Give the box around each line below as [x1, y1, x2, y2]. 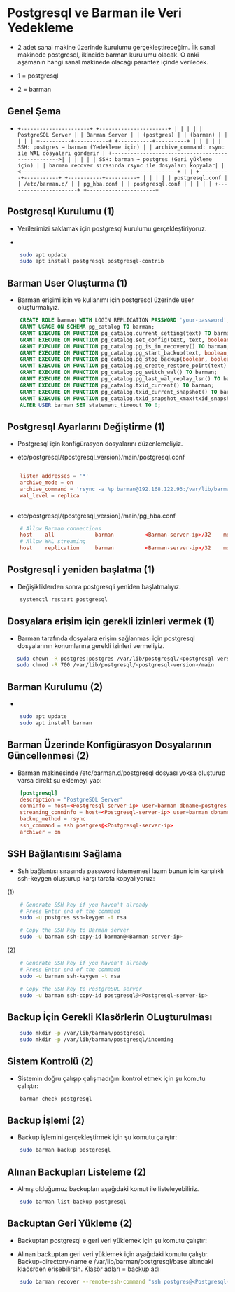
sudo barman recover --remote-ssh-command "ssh [20, 1278, 161, 1285]
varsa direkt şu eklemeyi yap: [17, 776, 102, 784]
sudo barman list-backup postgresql [20, 1198, 127, 1206]
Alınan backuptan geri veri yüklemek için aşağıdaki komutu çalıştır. [17, 1249, 209, 1258]
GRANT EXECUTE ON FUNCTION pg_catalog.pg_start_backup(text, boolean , [20, 349, 230, 357]
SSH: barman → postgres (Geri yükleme [99, 156, 212, 163]
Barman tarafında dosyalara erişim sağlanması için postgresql [17, 634, 195, 642]
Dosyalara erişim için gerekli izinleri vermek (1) [7, 615, 215, 628]
